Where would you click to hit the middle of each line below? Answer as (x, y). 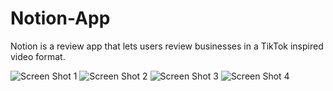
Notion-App (60, 18)
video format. (38, 56)
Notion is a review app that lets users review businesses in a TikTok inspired (167, 46)
